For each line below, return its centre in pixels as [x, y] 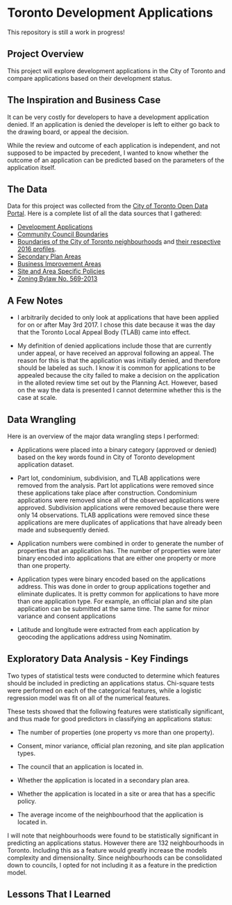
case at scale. [37, 398]
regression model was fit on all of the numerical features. [89, 697]
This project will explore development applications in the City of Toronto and [116, 70]
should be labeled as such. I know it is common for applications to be [116, 368]
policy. [27, 801]
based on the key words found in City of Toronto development [106, 457]
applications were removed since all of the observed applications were [118, 500]
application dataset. [45, 464]
